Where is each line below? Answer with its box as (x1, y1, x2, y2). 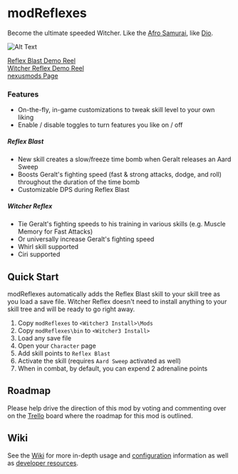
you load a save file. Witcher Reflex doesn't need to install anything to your (7, 297, 227, 306)
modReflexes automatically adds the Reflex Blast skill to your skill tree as (7, 289, 221, 298)
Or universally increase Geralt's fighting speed (17, 235, 155, 243)
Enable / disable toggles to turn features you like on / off (17, 121, 183, 129)
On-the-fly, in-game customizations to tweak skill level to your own (17, 106, 215, 114)
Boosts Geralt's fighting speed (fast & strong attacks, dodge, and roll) (17, 170, 222, 179)
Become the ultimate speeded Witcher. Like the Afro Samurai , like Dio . (7, 29, 214, 37)
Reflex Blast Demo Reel (7, 56, 76, 65)
